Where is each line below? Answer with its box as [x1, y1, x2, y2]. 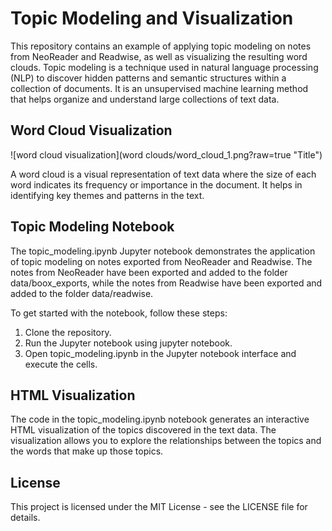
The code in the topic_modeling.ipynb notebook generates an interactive [10, 413, 310, 426]
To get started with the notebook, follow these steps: [10, 307, 228, 319]
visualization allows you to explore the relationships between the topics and [10, 435, 322, 447]
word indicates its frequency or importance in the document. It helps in [10, 178, 303, 191]
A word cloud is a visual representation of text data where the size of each [10, 168, 317, 180]
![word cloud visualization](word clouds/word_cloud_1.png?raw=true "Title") [10, 148, 323, 161]
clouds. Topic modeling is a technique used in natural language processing [10, 61, 319, 73]
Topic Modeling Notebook [10, 218, 175, 236]
